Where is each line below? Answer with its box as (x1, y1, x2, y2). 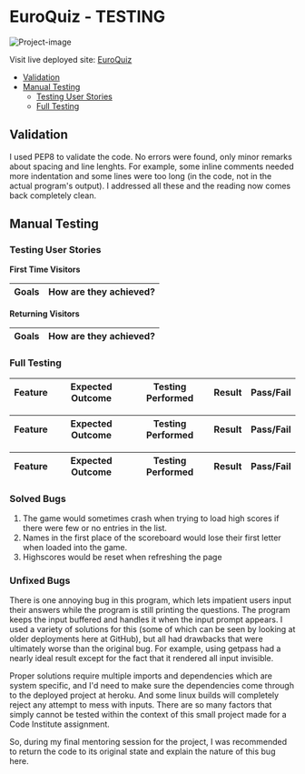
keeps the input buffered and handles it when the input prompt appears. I (9, 614, 283, 625)
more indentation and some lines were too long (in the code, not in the (9, 170, 272, 181)
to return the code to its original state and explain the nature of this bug (9, 746, 276, 757)
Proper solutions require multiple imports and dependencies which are (9, 670, 273, 681)
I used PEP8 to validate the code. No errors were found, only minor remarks (9, 151, 292, 162)
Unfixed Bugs (9, 574, 71, 587)
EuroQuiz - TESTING (9, 6, 166, 27)
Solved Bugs (9, 492, 66, 505)
